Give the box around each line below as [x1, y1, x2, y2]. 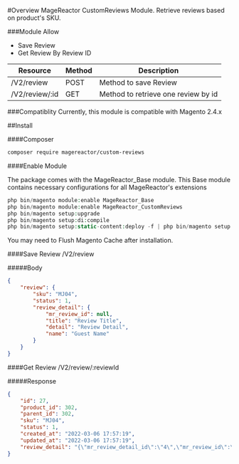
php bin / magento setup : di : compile [7, 216, 110, 223]
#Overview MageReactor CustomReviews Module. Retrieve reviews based [7, 6, 225, 14]
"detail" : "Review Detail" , [45, 324, 129, 331]
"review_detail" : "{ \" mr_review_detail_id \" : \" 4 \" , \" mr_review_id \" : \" [20, 443, 237, 450]
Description [138, 65, 179, 75]
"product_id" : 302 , [20, 404, 78, 411]
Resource [18, 65, 52, 75]
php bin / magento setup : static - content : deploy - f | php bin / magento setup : [7, 223, 234, 231]
